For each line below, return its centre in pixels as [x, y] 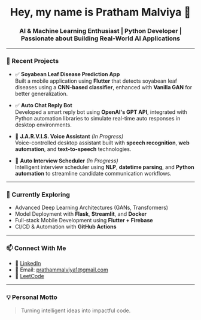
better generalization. [41, 93]
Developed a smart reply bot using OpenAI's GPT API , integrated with [101, 112]
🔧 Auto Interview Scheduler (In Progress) [66, 161]
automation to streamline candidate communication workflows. [93, 173]
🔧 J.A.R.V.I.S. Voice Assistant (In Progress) [69, 136]
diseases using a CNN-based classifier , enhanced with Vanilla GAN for [103, 87]
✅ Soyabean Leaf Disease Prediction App [67, 74]
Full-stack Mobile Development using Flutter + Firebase [84, 221]
